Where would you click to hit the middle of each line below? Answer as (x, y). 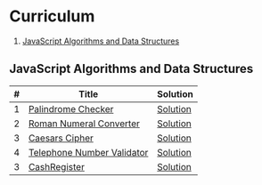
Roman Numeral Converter (84, 124)
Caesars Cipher (61, 138)
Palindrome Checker (71, 109)
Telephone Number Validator (88, 152)
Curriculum (52, 16)
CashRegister (56, 166)
